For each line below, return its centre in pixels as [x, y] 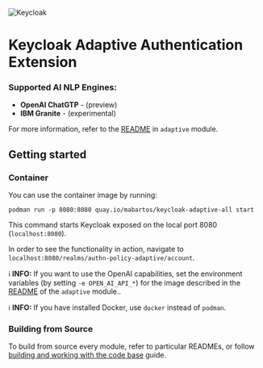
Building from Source [51, 329]
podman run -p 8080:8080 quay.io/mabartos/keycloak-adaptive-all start [131, 210]
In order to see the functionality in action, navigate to [96, 249]
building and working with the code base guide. [88, 355]
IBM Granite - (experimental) [68, 114]
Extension [43, 63]
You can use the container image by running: [83, 195]
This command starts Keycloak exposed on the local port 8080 [113, 225]
